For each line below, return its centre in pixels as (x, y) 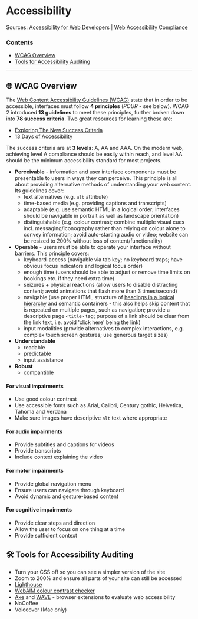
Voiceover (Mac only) (41, 610)
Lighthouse (28, 584)
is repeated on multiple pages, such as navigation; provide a (96, 310)
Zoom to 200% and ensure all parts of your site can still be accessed (98, 578)
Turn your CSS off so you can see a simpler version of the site (90, 572)
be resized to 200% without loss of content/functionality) (93, 241)
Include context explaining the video (59, 457)
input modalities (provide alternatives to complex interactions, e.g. (104, 329)
